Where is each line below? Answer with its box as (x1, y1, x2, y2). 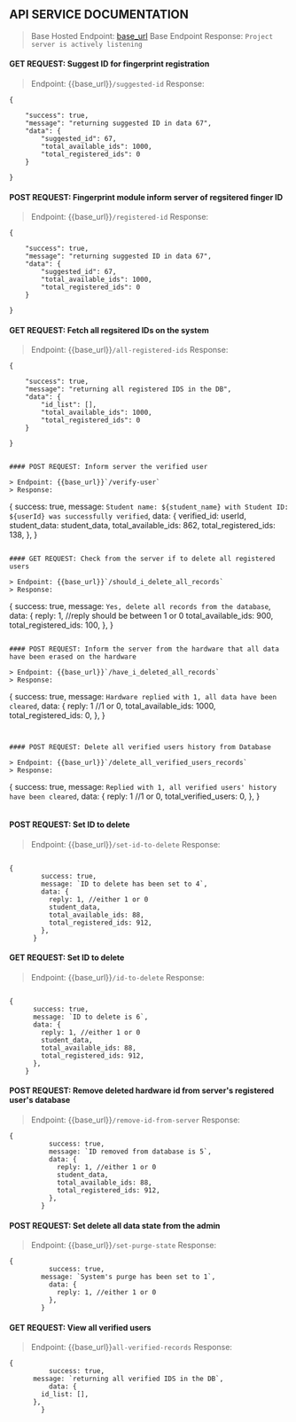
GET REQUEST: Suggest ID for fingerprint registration (9, 59, 210, 69)
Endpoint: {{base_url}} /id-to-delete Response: (30, 972, 205, 982)
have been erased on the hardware (9, 652, 137, 661)
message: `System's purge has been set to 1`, (41, 1272, 216, 1282)
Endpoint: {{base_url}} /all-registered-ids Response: (30, 345, 229, 355)
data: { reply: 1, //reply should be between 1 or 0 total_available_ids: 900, (9, 611, 274, 621)
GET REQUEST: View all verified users (9, 1322, 152, 1332)
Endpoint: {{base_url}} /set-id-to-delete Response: (30, 839, 221, 849)
